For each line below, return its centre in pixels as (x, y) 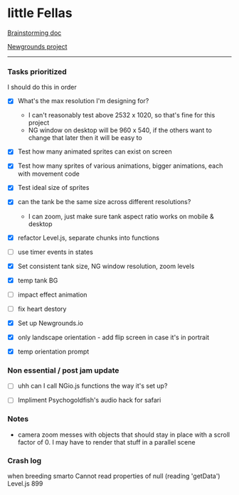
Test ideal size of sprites (53, 188)
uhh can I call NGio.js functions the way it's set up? (92, 386)
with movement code (48, 174)
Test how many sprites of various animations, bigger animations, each (120, 166)
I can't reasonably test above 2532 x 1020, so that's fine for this (122, 115)
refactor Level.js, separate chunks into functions (89, 238)
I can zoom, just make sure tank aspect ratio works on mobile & (121, 216)
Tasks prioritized (37, 71)
